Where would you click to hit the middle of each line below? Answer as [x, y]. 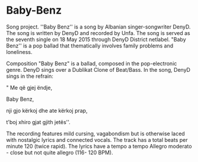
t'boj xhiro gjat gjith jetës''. [39, 122]
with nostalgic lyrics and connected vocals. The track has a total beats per [97, 139]
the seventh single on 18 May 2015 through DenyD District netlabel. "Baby [96, 39]
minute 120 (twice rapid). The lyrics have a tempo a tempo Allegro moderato [99, 146]
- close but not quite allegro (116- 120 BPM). [60, 153]
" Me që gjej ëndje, [29, 87]
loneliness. [19, 52]
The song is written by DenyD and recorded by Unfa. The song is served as [98, 33]
